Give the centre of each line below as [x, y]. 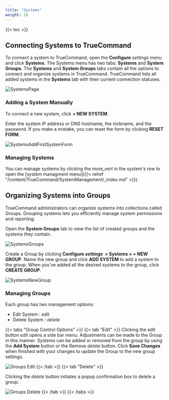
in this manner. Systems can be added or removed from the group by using [84, 341]
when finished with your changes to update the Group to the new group [80, 351]
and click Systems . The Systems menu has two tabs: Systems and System [84, 63]
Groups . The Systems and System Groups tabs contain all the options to [82, 68]
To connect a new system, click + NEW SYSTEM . [57, 113]
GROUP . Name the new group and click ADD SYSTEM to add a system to [82, 259]
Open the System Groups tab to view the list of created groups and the [80, 228]
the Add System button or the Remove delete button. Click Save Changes [83, 346]
